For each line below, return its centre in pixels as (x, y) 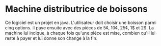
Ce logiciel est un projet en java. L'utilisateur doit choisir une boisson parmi (81, 23)
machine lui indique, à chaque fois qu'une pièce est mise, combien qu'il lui (80, 33)
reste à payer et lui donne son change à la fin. (51, 38)
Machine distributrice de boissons (77, 9)
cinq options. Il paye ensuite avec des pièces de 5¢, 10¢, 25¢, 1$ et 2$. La (80, 27)
